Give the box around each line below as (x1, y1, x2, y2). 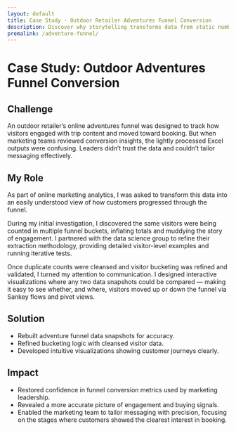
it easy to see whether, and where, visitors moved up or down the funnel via (7, 285, 227, 294)
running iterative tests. (7, 249, 72, 257)
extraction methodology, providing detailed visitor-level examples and (7, 242, 209, 250)
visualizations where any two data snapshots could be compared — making (7, 278, 226, 286)
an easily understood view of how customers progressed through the (7, 198, 208, 207)
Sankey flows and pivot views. (7, 292, 95, 301)
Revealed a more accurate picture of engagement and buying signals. (17, 400, 219, 409)
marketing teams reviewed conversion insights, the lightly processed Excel (7, 136, 223, 145)
